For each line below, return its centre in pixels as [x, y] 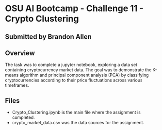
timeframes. [17, 85]
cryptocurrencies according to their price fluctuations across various [74, 80]
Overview [20, 53]
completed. [23, 117]
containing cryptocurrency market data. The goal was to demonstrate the [78, 70]
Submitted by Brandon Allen [49, 37]
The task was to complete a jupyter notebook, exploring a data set [71, 65]
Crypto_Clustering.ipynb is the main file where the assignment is [76, 113]
